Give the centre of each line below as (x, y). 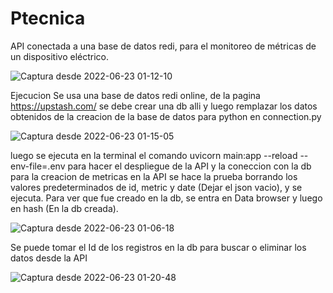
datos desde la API (49, 258)
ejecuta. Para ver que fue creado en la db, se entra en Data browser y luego (166, 198)
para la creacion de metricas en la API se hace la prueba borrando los (154, 176)
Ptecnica (48, 18)
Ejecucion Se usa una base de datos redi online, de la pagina (135, 95)
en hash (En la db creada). (64, 208)
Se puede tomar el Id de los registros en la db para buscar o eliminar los (158, 247)
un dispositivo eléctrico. (60, 56)
